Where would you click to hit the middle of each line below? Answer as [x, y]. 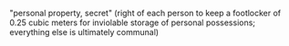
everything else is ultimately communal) [84, 32]
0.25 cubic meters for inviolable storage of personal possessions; [133, 23]
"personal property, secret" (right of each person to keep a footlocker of [145, 13]
